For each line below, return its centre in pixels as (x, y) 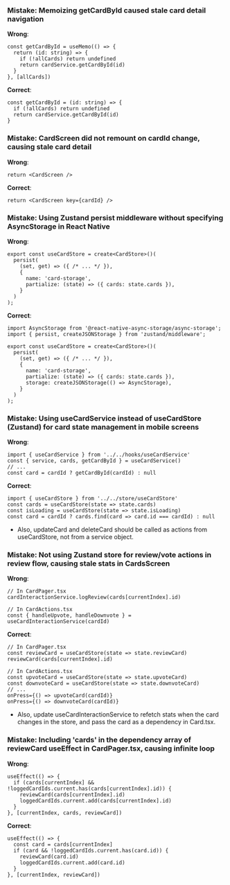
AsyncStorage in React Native (59, 226)
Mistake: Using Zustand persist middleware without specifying (115, 218)
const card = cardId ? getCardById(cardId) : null (82, 473)
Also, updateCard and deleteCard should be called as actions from (112, 529)
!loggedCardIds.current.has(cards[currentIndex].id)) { (89, 789)
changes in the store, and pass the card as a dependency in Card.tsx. (116, 722)
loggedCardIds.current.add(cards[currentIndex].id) (96, 800)
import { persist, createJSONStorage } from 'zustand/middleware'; (107, 334)
